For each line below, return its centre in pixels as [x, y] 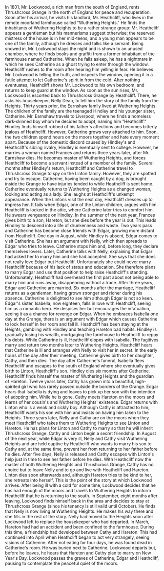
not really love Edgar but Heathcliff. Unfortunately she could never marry [78, 262]
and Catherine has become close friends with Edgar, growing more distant [80, 230]
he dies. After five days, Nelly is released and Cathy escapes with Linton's [80, 454]
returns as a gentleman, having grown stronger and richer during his [74, 293]
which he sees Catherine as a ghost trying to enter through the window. [77, 64]
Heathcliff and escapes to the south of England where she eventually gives [80, 366]
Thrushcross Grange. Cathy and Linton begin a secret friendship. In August [81, 433]
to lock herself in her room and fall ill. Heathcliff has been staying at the [77, 324]
